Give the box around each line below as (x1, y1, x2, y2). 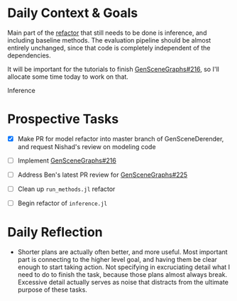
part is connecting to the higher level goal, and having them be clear (17, 256, 218, 264)
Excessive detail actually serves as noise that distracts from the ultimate (17, 278, 229, 287)
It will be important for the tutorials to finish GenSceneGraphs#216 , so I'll (7, 65, 220, 73)
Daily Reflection (7, 224, 103, 241)
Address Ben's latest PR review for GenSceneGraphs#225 (17, 170, 188, 179)
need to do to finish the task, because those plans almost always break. (17, 270, 228, 279)
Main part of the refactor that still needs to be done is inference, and (7, 28, 207, 37)
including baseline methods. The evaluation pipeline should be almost (7, 35, 211, 44)
